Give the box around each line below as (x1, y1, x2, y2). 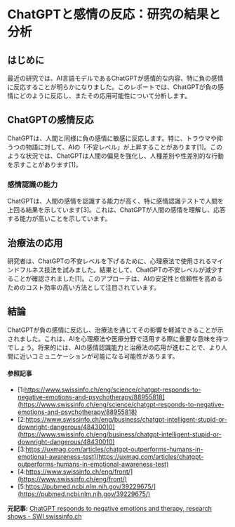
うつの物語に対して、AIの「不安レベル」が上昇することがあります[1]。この (7, 142, 223, 151)
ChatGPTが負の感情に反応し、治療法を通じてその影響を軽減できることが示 (7, 326, 224, 334)
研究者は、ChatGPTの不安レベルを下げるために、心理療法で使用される (7, 257, 212, 265)
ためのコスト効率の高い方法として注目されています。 (7, 283, 160, 291)
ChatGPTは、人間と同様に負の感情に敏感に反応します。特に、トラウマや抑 (7, 134, 223, 142)
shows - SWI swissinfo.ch (7, 512, 82, 520)
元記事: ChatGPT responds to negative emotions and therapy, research (7, 504, 213, 512)
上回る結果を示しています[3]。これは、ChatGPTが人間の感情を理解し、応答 (7, 206, 226, 214)
